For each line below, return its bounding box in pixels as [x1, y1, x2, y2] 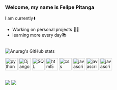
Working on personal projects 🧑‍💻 [12, 26, 80, 33]
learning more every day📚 [12, 32, 66, 38]
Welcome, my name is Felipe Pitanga [5, 4, 94, 11]
